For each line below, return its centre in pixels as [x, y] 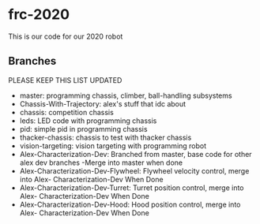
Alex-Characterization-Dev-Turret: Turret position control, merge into [132, 188]
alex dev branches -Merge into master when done [101, 162]
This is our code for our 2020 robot [66, 36]
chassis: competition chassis [67, 112]
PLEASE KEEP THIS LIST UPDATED [65, 80]
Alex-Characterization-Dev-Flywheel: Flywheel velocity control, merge [134, 170]
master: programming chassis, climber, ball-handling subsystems [126, 95]
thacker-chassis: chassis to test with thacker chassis [106, 137]
